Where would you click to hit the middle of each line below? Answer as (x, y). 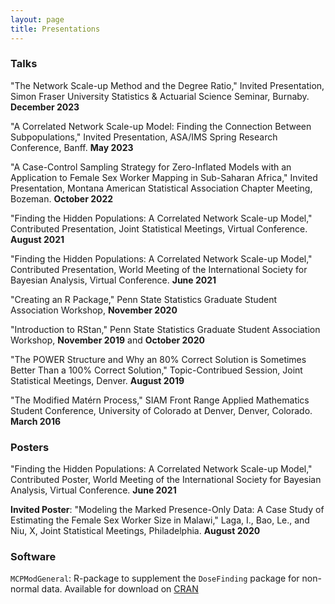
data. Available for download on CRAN (120, 589)
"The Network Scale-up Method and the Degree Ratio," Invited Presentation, (167, 85)
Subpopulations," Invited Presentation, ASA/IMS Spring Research (144, 137)
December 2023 (45, 107)
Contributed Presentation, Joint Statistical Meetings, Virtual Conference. (159, 228)
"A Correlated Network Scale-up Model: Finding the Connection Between (161, 126)
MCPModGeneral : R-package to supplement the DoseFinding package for (155, 578)
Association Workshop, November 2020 (94, 310)
